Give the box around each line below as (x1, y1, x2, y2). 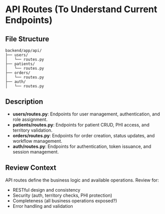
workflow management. (12, 138, 62, 144)
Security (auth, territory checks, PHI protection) (12, 192, 113, 198)
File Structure (5, 35, 49, 43)
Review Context (5, 164, 57, 172)
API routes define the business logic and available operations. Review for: (5, 177, 159, 183)
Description (5, 98, 43, 106)
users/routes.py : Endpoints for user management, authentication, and (12, 111, 160, 117)
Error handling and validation (12, 203, 74, 209)
